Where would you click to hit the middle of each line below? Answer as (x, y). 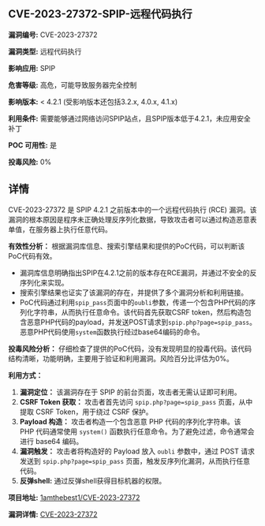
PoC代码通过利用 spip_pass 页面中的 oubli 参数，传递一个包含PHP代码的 (134, 302)
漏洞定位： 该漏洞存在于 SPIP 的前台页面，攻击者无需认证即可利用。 (131, 392)
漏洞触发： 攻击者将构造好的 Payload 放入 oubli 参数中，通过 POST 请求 (137, 451)
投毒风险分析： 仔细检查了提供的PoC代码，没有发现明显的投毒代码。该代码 (130, 349)
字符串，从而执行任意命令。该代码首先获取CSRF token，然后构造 (139, 312)
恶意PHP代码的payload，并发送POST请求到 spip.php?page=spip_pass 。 (141, 322)
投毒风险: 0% (30, 162)
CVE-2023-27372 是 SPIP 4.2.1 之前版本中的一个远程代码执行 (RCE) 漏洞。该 (132, 209)
